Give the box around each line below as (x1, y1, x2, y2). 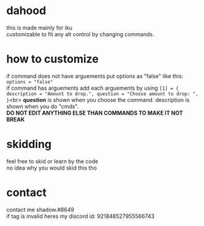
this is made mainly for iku (6, 24, 72, 31)
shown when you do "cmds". (6, 103, 79, 110)
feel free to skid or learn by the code (6, 157, 99, 165)
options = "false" (6, 79, 53, 85)
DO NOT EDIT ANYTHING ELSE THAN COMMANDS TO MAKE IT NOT (6, 109, 183, 117)
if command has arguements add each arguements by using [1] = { (6, 84, 179, 92)
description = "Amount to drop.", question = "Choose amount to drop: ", (6, 90, 199, 97)
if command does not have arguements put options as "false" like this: (6, 72, 184, 80)
